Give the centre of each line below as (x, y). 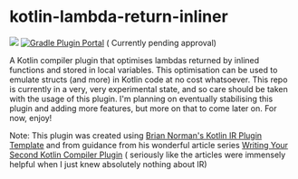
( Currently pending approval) (161, 42)
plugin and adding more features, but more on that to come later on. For (144, 108)
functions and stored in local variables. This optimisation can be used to (144, 70)
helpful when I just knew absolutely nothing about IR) (108, 164)
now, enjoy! (31, 118)
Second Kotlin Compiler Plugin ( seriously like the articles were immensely (148, 155)
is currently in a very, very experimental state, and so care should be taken (149, 89)
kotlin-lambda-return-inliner (119, 17)
